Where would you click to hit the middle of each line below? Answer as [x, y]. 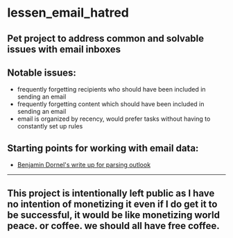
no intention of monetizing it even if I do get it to [112, 204]
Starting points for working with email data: [103, 148]
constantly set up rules [50, 126]
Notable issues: [42, 73]
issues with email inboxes [64, 49]
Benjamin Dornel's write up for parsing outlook [84, 165]
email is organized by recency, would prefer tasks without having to [114, 119]
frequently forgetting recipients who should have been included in [111, 90]
